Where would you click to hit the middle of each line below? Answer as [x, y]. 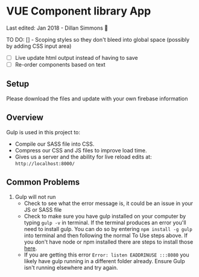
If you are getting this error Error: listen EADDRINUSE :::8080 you [106, 255]
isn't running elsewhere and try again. [71, 267]
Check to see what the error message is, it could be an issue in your [109, 203]
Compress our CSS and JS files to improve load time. [81, 150]
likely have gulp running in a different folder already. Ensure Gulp [104, 261]
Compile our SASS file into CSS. [55, 144]
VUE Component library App [79, 11]
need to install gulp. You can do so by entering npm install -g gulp [108, 229]
